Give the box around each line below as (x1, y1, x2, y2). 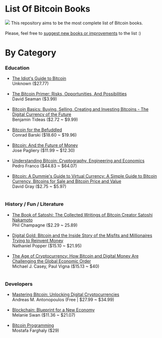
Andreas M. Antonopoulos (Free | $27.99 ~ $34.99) (12, 297, 115, 303)
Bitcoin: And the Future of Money (12, 142, 78, 148)
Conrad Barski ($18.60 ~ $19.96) (12, 132, 77, 138)
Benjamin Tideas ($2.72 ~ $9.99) (12, 117, 78, 123)
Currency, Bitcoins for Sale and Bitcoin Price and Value (12, 178, 122, 184)
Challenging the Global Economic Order (12, 258, 91, 264)
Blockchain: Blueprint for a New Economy (12, 307, 95, 313)
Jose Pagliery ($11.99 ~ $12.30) (12, 148, 75, 154)
